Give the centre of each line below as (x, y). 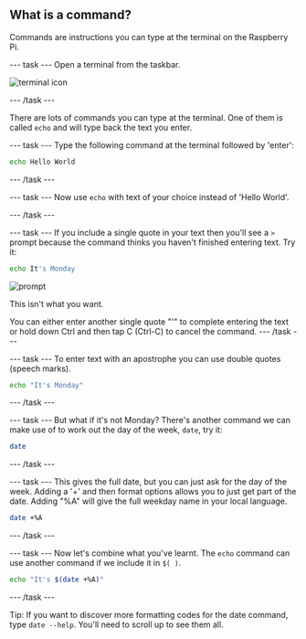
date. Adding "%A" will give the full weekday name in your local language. (148, 501)
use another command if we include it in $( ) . (95, 563)
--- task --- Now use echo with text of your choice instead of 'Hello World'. (149, 197)
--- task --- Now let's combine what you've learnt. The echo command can (150, 553)
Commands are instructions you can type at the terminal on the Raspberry (149, 37)
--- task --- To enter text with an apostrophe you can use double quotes (145, 358)
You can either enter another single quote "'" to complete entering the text (149, 321)
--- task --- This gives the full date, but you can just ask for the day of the (148, 482)
